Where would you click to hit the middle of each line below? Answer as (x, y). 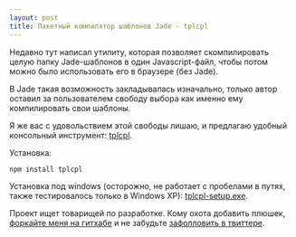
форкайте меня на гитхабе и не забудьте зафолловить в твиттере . (137, 223)
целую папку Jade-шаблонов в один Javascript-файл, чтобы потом (139, 62)
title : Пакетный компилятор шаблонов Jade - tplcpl (109, 26)
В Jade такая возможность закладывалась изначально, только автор (143, 89)
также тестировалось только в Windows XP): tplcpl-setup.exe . (129, 195)
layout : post (34, 18)
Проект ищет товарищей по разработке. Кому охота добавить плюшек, (148, 213)
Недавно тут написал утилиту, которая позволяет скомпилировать (139, 52)
